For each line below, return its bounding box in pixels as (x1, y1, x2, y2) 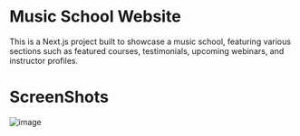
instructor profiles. (9, 55, 79, 66)
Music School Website (9, 6, 181, 27)
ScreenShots (9, 87, 109, 107)
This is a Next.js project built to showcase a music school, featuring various (9, 36, 292, 47)
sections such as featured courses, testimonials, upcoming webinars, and (9, 45, 285, 56)
